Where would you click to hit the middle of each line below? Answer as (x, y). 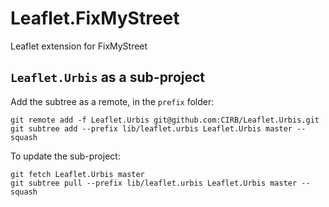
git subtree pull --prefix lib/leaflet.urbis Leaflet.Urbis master (154, 183)
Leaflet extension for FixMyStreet (79, 46)
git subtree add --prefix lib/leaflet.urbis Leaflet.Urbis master (151, 128)
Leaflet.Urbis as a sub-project (108, 77)
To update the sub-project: (65, 156)
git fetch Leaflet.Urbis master (77, 174)
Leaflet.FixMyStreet (95, 18)
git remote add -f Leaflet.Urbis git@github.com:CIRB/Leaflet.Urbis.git (165, 120)
